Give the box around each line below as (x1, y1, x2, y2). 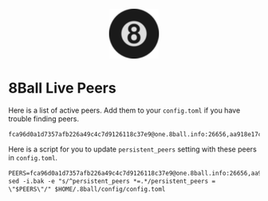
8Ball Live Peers (8, 79, 117, 97)
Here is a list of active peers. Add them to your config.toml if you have (8, 105, 241, 115)
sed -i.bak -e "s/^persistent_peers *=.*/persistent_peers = (8, 177, 216, 185)
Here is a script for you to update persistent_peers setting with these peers (8, 144, 257, 154)
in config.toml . (8, 152, 58, 162)
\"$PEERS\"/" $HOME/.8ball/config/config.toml (8, 185, 166, 193)
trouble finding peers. (8, 113, 80, 124)
